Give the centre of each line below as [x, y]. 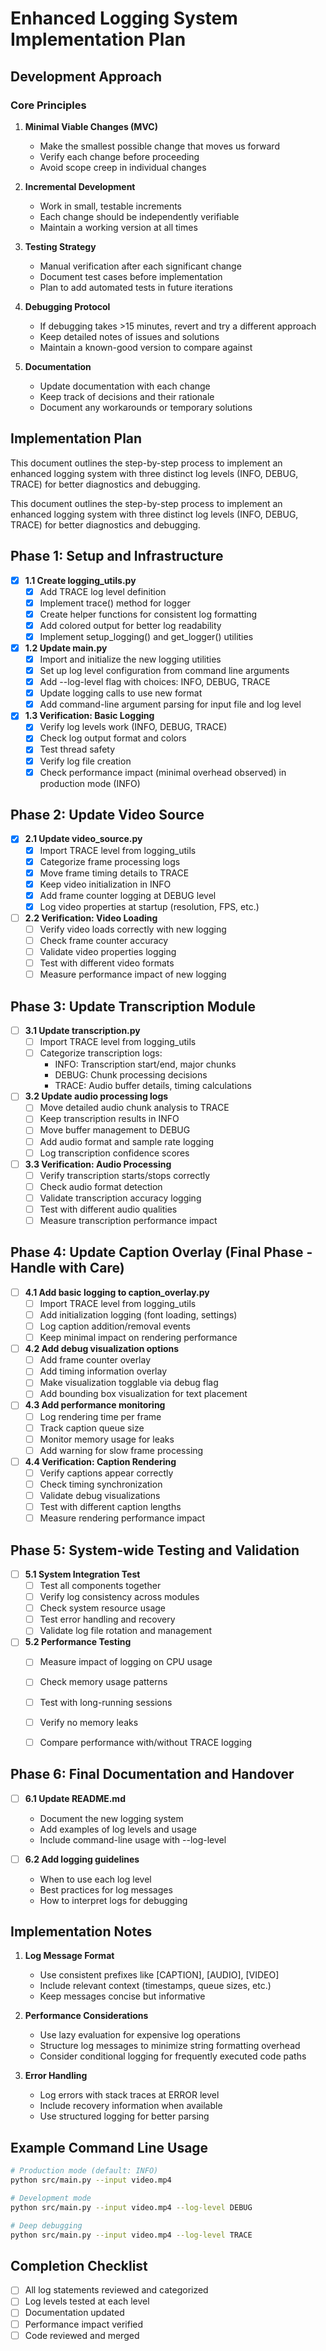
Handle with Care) [67, 1268]
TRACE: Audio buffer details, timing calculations [153, 1086]
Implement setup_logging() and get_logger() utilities [146, 636]
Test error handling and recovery [107, 1619]
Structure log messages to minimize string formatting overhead [170, 2046]
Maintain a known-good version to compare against [146, 347]
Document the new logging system [111, 1818]
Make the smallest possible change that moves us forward [159, 146]
